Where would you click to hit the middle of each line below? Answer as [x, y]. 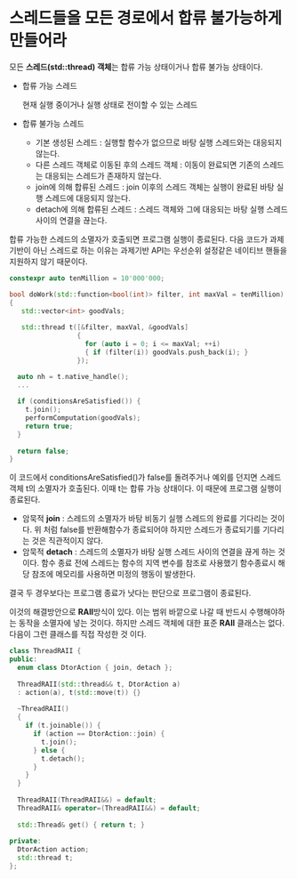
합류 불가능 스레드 [53, 123]
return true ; [49, 426]
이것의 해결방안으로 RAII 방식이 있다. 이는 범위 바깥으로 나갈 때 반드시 [128, 612]
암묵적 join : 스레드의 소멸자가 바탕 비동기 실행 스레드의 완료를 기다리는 [145, 519]
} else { [49, 750]
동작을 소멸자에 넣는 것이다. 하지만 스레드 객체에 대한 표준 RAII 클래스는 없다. [152, 623]
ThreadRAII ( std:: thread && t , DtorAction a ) [99, 684]
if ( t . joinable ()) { [63, 726]
